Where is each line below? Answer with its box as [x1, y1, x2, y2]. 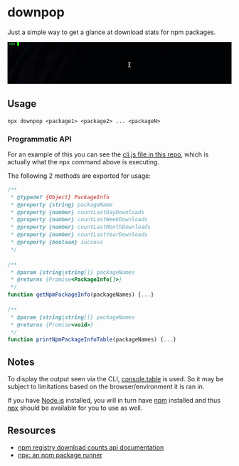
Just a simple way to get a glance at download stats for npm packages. [7, 28, 216, 36]
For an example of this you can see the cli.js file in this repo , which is [7, 150, 209, 159]
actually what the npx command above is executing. [7, 157, 160, 166]
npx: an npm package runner [17, 450, 103, 459]
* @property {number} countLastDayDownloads [10, 208, 144, 216]
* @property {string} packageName [10, 201, 113, 208]
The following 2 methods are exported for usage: [7, 171, 151, 180]
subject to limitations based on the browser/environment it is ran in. [7, 382, 205, 391]
